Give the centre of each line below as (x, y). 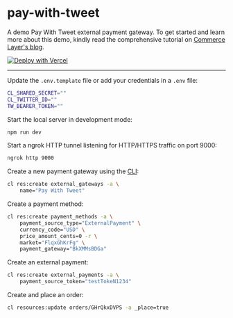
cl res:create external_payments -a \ (63, 275)
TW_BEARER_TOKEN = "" (35, 106)
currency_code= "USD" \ (52, 230)
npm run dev (24, 132)
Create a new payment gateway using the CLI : (73, 171)
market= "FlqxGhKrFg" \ (52, 243)
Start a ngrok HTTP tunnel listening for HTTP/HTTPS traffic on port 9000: (112, 145)
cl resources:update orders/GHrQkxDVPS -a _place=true (88, 308)
